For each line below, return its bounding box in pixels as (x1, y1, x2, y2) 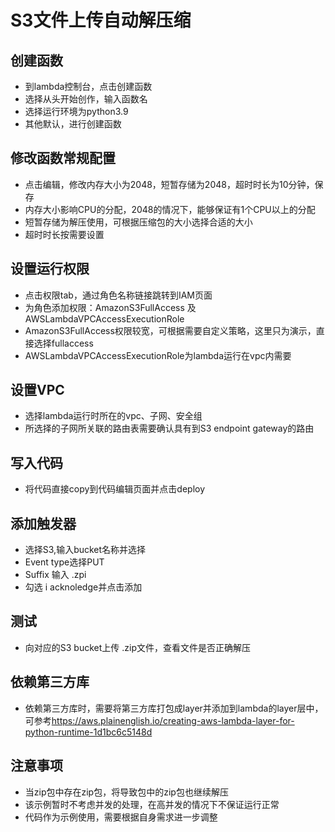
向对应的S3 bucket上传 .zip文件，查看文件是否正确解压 (24, 641, 251, 653)
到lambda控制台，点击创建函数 (24, 81, 153, 92)
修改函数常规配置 (10, 150, 116, 167)
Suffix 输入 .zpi (24, 569, 87, 581)
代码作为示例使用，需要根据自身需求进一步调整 (24, 811, 218, 823)
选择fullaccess (33, 337, 94, 349)
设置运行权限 (10, 261, 90, 278)
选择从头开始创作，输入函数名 (24, 93, 148, 105)
